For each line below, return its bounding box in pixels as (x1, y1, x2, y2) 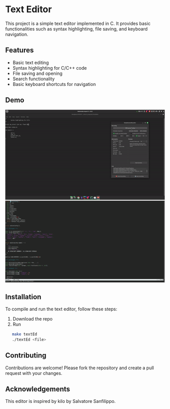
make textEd (12, 332, 37, 337)
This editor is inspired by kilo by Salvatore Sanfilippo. (5, 398, 116, 404)
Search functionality (12, 75, 55, 82)
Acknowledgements (5, 385, 70, 393)
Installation (5, 293, 41, 301)
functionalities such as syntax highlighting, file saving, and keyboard (5, 25, 148, 32)
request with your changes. (5, 370, 62, 376)
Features (5, 46, 34, 54)
